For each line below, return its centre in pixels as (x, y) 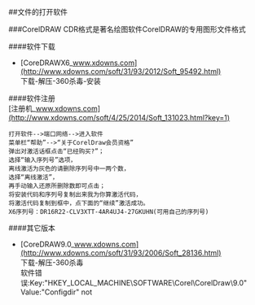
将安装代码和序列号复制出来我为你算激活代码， (75, 194)
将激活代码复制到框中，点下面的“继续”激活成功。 (79, 203)
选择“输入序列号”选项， (43, 160)
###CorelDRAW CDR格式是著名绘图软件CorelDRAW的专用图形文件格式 (127, 29)
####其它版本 (32, 228)
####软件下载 (32, 46)
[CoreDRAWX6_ (46, 63)
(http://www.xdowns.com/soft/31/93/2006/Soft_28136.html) (121, 253)
